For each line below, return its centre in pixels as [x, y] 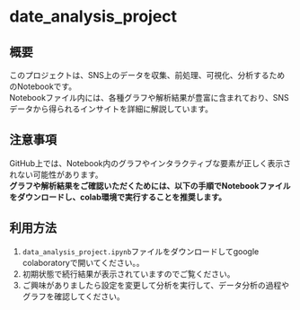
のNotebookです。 [43, 86]
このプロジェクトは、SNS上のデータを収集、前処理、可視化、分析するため [147, 75]
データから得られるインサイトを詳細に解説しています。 [111, 109]
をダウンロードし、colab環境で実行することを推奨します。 [118, 197]
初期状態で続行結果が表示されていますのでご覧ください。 [128, 274]
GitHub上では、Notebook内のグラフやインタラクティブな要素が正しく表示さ [150, 163]
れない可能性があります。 [56, 174]
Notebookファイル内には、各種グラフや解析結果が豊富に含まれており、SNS [149, 97]
